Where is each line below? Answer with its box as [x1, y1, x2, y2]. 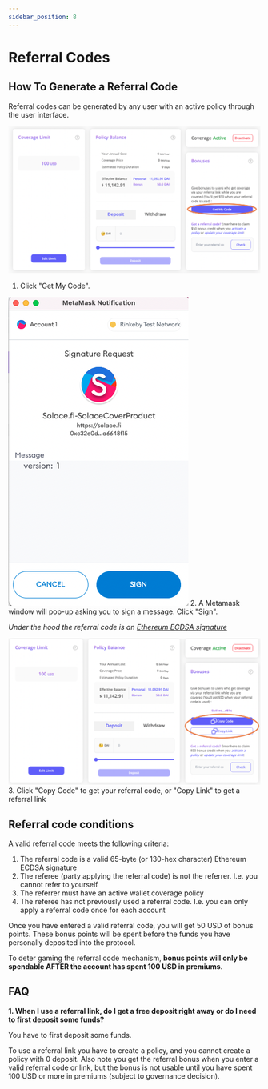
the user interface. [8, 110, 70, 119]
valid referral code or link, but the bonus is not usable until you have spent [8, 1063, 253, 1072]
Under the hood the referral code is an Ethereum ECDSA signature [8, 623, 228, 632]
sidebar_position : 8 [8, 13, 78, 21]
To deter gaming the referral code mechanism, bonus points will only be [8, 953, 248, 963]
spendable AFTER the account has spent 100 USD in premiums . [8, 962, 223, 971]
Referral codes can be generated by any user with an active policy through [8, 101, 254, 111]
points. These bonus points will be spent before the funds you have [8, 929, 230, 939]
